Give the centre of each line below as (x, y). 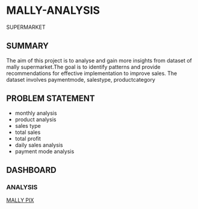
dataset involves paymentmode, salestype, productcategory (81, 79)
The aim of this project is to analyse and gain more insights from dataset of (99, 60)
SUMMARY (28, 46)
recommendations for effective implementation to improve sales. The (92, 73)
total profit (28, 138)
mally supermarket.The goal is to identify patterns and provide (83, 67)
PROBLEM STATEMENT (51, 99)
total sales (28, 132)
